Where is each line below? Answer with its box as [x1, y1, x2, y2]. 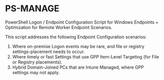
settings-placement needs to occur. [12, 49, 85, 54]
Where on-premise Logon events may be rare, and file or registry [12, 43, 144, 49]
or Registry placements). [12, 59, 63, 65]
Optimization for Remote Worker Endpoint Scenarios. [5, 24, 112, 30]
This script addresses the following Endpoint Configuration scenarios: [5, 34, 147, 40]
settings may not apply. [12, 69, 60, 75]
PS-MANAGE [5, 3, 60, 14]
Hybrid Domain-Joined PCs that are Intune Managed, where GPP [12, 64, 144, 70]
